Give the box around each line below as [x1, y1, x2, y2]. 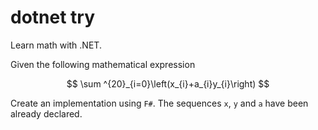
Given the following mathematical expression [10, 58, 196, 70]
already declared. [10, 107, 83, 120]
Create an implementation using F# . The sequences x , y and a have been [10, 97, 309, 109]
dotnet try [10, 6, 96, 29]
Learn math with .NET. [10, 39, 102, 51]
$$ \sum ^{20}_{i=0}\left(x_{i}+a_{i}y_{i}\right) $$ [66, 77, 270, 90]
